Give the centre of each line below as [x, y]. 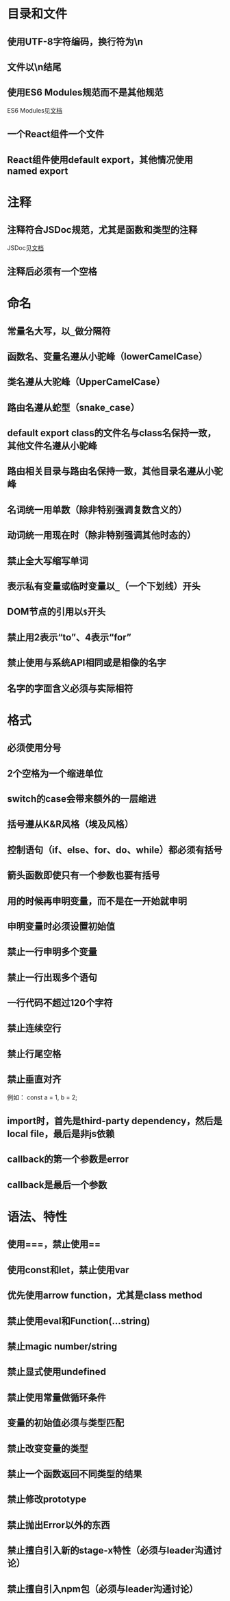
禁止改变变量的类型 [48, 1448]
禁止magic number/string [62, 1346]
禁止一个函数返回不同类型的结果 [75, 1474]
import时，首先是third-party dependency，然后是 [115, 1121]
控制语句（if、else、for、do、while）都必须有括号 [115, 850]
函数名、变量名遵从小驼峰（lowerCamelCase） [107, 356]
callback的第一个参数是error [68, 1160]
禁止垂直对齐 [34, 1079]
